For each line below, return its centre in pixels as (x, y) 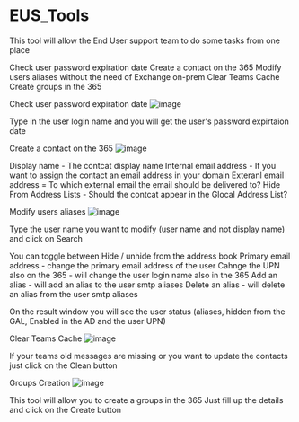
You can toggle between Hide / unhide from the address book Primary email (150, 256)
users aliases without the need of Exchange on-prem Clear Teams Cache (145, 76)
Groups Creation (40, 382)
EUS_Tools (49, 16)
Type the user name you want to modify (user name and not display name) (147, 229)
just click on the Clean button (64, 365)
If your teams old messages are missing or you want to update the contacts (149, 356)
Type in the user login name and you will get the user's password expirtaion (149, 121)
